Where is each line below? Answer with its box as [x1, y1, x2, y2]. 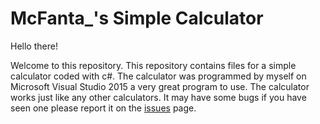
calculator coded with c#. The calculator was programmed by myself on [10, 70, 307, 82]
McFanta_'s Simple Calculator [10, 7, 264, 30]
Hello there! [10, 40, 58, 52]
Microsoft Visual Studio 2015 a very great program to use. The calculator [10, 80, 310, 92]
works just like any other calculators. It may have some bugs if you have [10, 91, 307, 103]
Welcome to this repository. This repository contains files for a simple [10, 59, 297, 71]
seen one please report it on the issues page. [10, 102, 197, 114]
